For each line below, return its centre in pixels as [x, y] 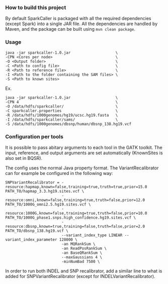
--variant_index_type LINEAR [92, 235]
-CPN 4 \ [62, 102]
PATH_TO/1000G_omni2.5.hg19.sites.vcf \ [48, 204]
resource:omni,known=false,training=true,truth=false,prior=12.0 [75, 200]
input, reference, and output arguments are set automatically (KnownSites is [84, 153]
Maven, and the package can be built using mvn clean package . [70, 29]
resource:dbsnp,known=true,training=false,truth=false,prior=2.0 [75, 226]
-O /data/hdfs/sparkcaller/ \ [62, 106]
